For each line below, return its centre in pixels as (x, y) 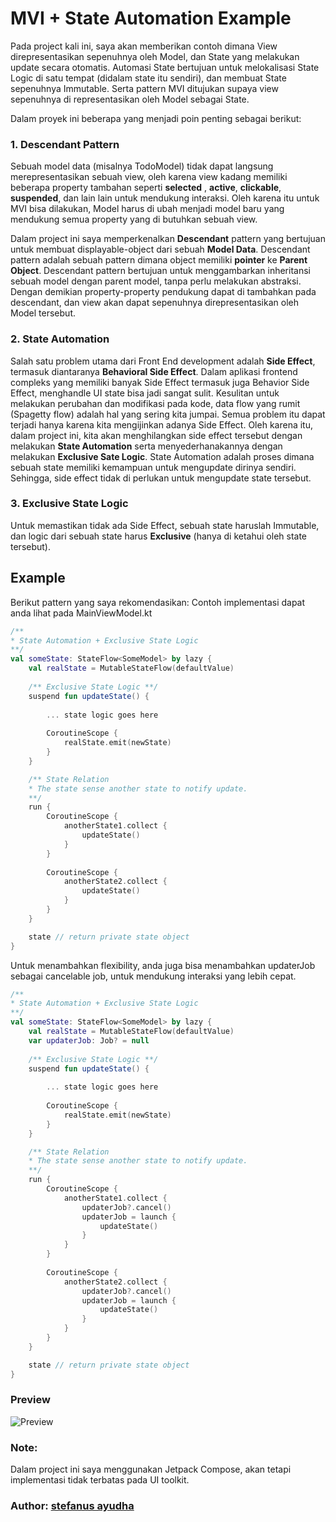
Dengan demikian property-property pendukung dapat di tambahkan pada (163, 292)
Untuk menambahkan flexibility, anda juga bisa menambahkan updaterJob (163, 965)
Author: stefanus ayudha (72, 1506)
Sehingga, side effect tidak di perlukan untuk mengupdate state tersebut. (161, 478)
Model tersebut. (43, 313)
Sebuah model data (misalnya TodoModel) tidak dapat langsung (142, 166)
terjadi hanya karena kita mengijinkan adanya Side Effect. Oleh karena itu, (161, 424)
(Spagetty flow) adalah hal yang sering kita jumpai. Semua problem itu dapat (168, 414)
